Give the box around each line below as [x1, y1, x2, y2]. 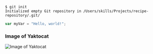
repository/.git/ [5, 13, 40, 18]
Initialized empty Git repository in [5, 9, 82, 13]
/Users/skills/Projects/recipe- [83, 9, 149, 13]
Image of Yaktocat [5, 33, 49, 40]
